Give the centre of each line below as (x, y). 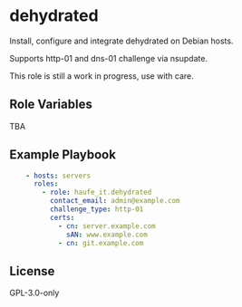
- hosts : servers (58, 176)
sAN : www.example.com (107, 235)
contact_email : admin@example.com (115, 201)
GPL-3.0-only (34, 293)
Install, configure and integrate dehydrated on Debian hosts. (121, 41)
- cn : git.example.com (101, 243)
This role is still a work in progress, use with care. (102, 76)
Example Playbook (63, 155)
